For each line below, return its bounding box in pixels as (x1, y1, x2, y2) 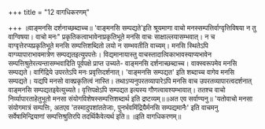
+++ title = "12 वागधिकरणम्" (8, 8, 90, 17)
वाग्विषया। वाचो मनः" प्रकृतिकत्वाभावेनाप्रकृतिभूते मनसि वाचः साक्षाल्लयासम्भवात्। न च (8, 32, 215, 41)
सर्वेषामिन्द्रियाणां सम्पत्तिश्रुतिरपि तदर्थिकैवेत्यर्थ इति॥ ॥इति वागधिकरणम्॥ (8, 112, 182, 121)
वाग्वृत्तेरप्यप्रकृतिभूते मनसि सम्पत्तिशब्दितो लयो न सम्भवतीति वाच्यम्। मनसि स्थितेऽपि (8, 41, 208, 50)
